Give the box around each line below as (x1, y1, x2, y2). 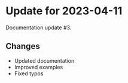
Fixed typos (14, 70, 44, 77)
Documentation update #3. (5, 24, 72, 31)
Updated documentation (14, 57, 75, 64)
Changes (5, 41, 40, 51)
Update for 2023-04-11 (5, 4, 123, 18)
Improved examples (14, 63, 63, 70)
